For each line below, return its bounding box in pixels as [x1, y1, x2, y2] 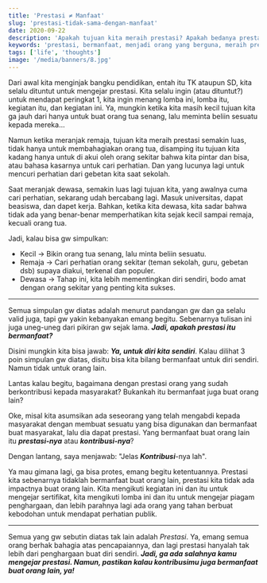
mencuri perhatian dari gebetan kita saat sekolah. [8, 168, 171, 179]
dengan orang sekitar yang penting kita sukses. [19, 283, 176, 292]
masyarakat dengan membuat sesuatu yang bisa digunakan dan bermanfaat [8, 419, 257, 429]
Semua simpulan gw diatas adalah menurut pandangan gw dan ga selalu [8, 305, 246, 315]
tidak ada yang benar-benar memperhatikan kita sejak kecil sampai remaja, [8, 210, 254, 219]
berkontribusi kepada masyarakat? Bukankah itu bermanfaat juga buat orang [8, 387, 259, 396]
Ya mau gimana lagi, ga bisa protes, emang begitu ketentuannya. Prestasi [8, 466, 249, 477]
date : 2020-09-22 [8, 26, 66, 34]
